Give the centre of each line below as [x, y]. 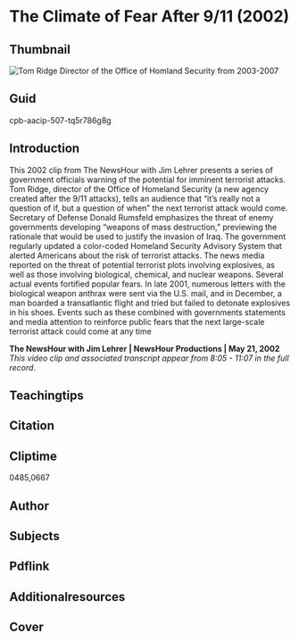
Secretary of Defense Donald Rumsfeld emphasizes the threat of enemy [141, 217]
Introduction [45, 149]
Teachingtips [47, 396]
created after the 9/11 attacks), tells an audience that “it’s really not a [135, 198]
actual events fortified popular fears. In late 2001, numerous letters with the [147, 284]
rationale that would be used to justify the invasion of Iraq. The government [148, 236]
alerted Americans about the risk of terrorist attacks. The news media [137, 255]
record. [23, 367]
